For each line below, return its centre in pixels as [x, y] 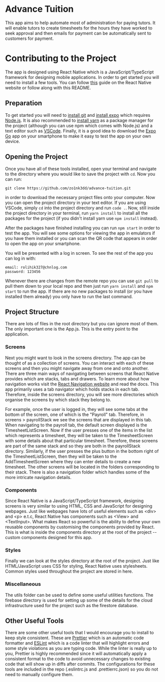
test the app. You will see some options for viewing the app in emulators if [80, 233]
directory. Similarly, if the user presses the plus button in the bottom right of [82, 451]
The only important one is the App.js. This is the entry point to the [72, 329]
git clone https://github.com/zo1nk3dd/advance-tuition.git [68, 188]
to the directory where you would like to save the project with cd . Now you [80, 174]
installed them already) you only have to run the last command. [69, 296]
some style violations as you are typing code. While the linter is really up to [81, 648]
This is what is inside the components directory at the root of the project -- [81, 532]
